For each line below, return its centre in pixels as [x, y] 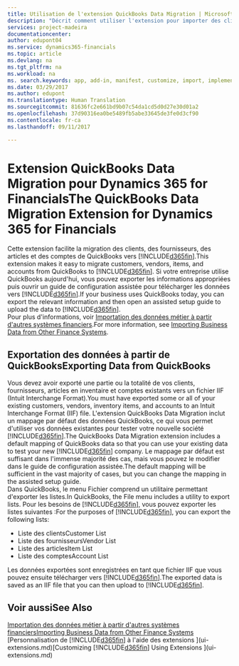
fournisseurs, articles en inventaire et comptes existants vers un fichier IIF [116, 390]
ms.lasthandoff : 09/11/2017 [49, 127]
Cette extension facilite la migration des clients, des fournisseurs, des [109, 249]
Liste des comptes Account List [63, 556]
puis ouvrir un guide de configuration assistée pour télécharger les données [118, 287]
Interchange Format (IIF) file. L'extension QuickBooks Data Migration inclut [116, 413]
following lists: [28, 520]
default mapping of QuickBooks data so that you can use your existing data [118, 444]
